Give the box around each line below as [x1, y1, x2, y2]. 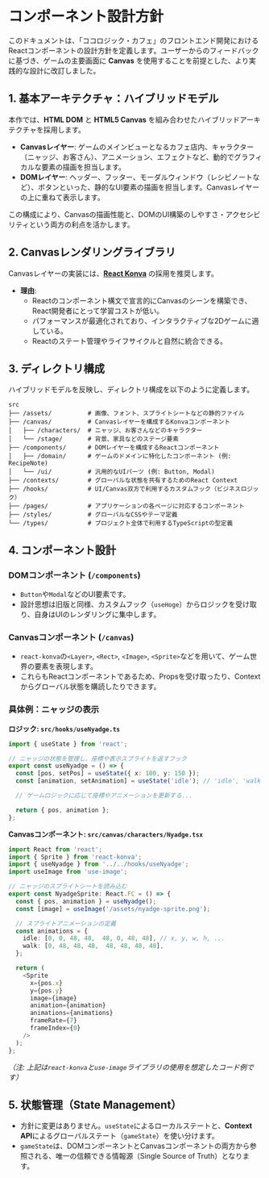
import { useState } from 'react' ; [8, 740, 128, 748]
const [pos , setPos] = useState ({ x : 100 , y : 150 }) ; [15, 770, 200, 778]
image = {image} [29, 994, 78, 1002]
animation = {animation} [29, 1001, 106, 1009]
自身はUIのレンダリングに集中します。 [34, 610, 161, 620]
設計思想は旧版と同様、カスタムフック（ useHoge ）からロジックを [19, 599, 236, 609]
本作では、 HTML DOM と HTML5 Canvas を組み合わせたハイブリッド [8, 115, 240, 124]
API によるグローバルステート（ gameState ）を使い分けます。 [19, 1131, 219, 1141]
